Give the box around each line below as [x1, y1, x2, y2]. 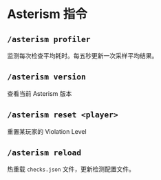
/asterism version [7, 72, 86, 82]
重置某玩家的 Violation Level [7, 127, 87, 135]
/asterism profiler [7, 34, 91, 44]
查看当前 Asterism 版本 [7, 89, 72, 97]
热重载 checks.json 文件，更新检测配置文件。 [7, 165, 136, 173]
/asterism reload [7, 148, 81, 158]
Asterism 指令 [7, 6, 87, 22]
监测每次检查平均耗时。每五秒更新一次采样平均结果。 [7, 52, 158, 59]
